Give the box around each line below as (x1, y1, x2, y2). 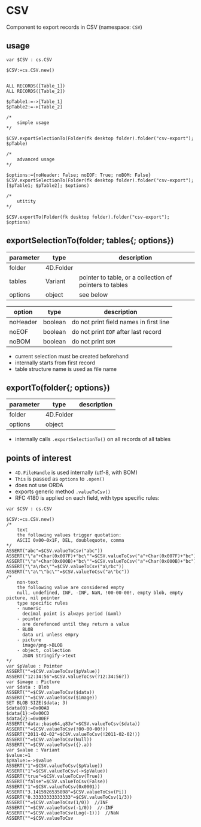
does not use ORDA (14, 482, 64, 489)
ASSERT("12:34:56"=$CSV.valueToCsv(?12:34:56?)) (6, 674, 130, 680)
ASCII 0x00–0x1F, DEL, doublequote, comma (17, 538, 124, 544)
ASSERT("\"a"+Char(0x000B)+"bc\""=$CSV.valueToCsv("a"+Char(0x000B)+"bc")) (6, 559, 199, 565)
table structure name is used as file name (14, 365, 117, 372)
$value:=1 (6, 753, 31, 759)
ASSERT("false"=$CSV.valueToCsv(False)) (6, 778, 109, 785)
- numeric (17, 606, 42, 612)
